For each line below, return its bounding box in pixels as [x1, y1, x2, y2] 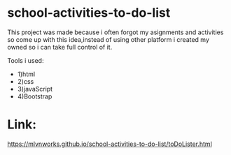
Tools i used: [7, 56, 44, 64]
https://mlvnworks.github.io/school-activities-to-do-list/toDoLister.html [7, 140, 212, 148]
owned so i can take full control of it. [7, 43, 113, 51]
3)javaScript [17, 84, 53, 93]
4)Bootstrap [17, 92, 52, 101]
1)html [17, 70, 36, 78]
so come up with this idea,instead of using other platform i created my [7, 35, 210, 43]
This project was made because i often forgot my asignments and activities [7, 28, 224, 36]
